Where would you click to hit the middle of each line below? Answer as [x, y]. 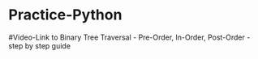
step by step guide [40, 45]
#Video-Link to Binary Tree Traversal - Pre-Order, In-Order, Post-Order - [129, 37]
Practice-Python [65, 15]
